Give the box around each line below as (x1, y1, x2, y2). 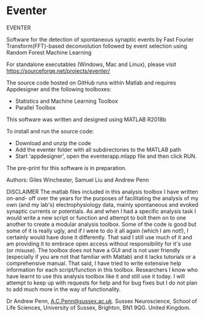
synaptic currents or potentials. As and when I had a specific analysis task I (6, 207, 196, 215)
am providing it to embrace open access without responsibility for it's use (6, 240, 192, 247)
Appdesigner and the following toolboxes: (6, 85, 112, 92)
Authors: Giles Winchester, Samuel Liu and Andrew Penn (6, 176, 149, 184)
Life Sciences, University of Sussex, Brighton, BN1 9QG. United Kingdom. (6, 304, 191, 311)
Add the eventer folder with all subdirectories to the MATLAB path (15, 146, 182, 153)
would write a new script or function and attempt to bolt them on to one (6, 214, 187, 221)
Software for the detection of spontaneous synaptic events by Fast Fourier (6, 35, 194, 43)
